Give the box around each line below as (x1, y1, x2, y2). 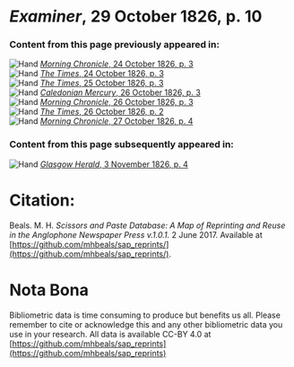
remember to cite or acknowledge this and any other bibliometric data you (9, 319, 283, 329)
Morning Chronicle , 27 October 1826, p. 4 (39, 116, 194, 127)
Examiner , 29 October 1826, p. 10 (9, 6, 263, 27)
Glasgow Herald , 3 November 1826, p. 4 (39, 159, 188, 170)
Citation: (9, 190, 75, 210)
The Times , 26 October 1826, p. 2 (39, 106, 164, 118)
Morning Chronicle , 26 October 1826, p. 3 (39, 97, 195, 108)
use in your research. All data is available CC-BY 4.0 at (9, 328, 212, 339)
